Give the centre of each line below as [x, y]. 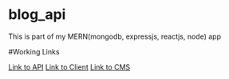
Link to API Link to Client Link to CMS [69, 67]
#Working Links [34, 51]
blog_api [37, 15]
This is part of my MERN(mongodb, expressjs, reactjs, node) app [115, 36]
